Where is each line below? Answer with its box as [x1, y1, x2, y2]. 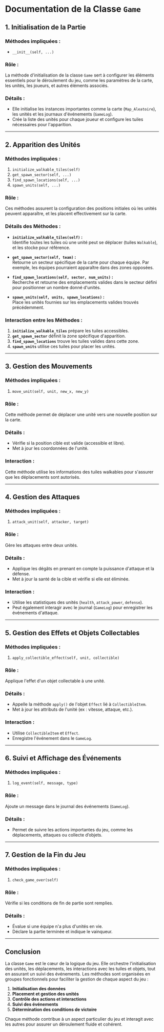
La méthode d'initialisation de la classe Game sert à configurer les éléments [5, 72, 154, 78]
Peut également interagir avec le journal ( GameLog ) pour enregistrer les [12, 605, 153, 611]
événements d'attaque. [12, 610, 59, 616]
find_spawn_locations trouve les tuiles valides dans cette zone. [12, 338, 140, 344]
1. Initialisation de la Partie [5, 23, 86, 31]
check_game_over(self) [12, 877, 59, 882]
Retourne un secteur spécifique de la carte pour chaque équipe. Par [12, 259, 149, 265]
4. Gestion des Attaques [5, 493, 80, 501]
